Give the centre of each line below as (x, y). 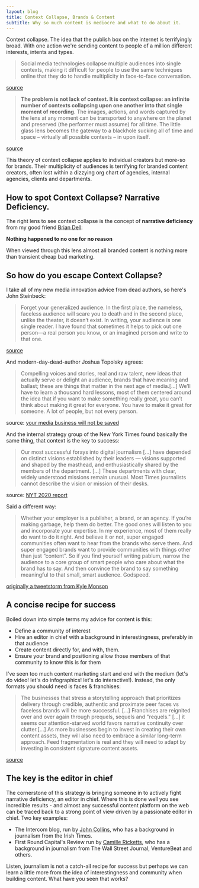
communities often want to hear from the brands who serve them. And (106, 543)
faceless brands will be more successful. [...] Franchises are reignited (105, 710)
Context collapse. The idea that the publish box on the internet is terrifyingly (99, 40)
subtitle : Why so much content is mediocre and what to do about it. (94, 23)
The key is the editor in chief (60, 779)
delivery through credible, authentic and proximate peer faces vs (100, 704)
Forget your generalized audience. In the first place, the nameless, (102, 307)
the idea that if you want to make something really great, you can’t (101, 399)
